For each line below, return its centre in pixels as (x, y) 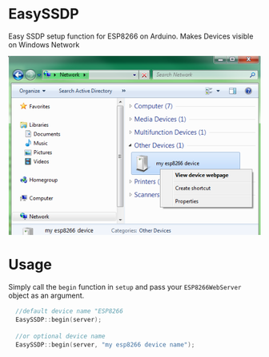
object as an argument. (46, 295)
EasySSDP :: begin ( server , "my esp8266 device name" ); (105, 345)
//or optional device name (60, 337)
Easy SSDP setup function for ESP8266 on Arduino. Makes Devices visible (131, 36)
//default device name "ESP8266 (70, 311)
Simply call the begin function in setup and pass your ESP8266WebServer (125, 286)
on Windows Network (44, 44)
